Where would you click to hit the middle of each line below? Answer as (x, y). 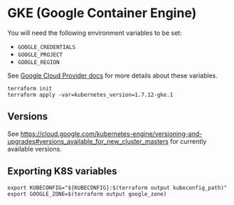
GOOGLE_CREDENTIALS (47, 47)
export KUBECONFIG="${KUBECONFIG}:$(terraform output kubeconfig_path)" (117, 188)
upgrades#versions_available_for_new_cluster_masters (88, 141)
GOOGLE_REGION (38, 62)
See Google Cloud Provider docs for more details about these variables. (113, 75)
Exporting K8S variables (62, 171)
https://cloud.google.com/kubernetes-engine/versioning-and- (111, 134)
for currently (188, 141)
